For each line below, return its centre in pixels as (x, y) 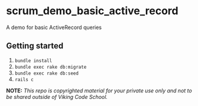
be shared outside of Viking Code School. (57, 97)
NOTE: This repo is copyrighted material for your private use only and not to (99, 91)
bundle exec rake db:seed (46, 73)
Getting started (35, 46)
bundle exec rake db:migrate (51, 67)
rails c (24, 79)
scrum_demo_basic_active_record (92, 11)
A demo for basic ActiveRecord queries (54, 27)
